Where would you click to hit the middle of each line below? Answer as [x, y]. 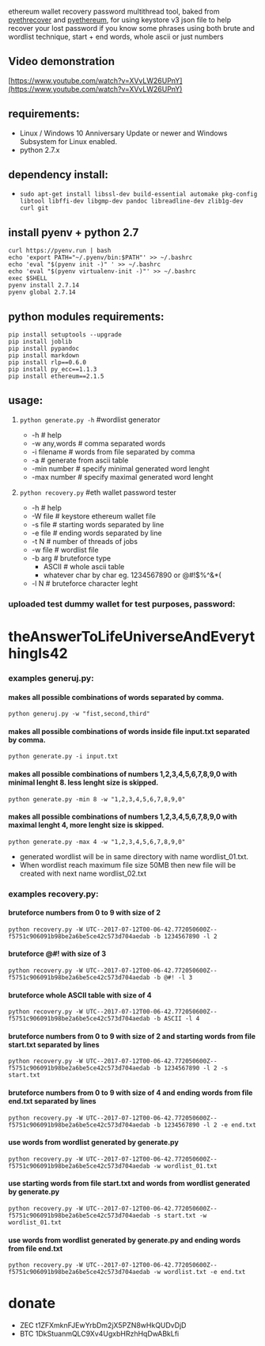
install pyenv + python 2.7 [74, 232]
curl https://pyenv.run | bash [60, 251]
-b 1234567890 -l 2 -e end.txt [205, 1125]
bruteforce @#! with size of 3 [57, 954]
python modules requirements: [86, 316]
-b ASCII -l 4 [176, 1019]
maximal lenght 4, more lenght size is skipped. [86, 825]
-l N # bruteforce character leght [85, 583]
